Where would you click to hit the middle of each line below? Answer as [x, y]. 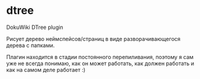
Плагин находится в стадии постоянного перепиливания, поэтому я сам [100, 57]
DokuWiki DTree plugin [35, 27]
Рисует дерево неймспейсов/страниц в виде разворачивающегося [93, 39]
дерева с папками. [31, 45]
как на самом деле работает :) [46, 69]
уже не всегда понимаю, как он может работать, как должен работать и [100, 63]
